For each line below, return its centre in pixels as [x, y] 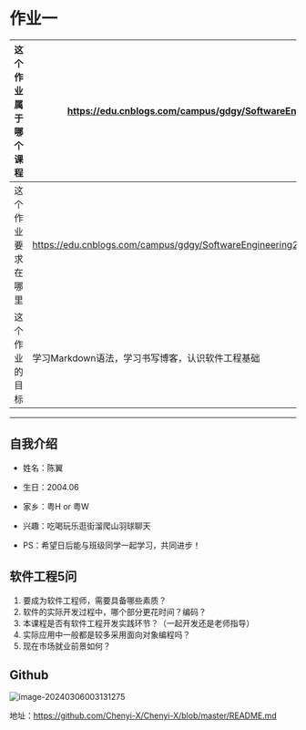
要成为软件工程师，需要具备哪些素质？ [94, 600]
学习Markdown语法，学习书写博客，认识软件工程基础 [146, 358]
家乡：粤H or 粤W [56, 506]
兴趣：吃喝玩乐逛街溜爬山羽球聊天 [87, 526]
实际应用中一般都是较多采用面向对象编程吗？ [107, 634]
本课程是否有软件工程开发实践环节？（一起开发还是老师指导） [138, 623]
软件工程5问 [43, 576]
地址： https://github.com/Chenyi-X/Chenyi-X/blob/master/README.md [143, 715]
